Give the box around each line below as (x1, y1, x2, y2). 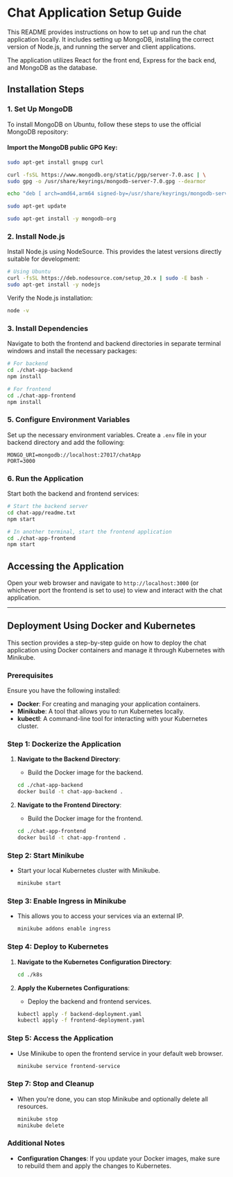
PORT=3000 (7, 457, 36, 464)
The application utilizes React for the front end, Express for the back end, (7, 56, 217, 64)
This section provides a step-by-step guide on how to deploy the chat (7, 638, 207, 647)
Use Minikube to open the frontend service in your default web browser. (17, 1049, 223, 1058)
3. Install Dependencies (7, 323, 89, 333)
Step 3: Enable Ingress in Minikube (7, 897, 127, 906)
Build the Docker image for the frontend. (27, 814, 144, 823)
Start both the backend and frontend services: (7, 489, 139, 498)
